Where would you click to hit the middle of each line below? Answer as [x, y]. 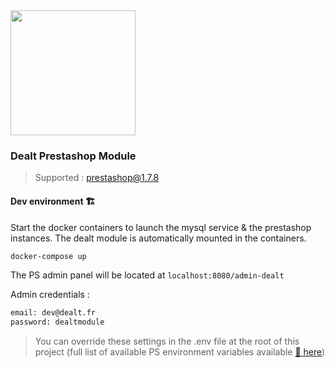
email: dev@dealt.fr [53, 313]
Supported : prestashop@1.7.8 [97, 178]
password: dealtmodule [57, 322]
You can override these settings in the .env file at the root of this [167, 341]
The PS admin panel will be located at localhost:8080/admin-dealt [147, 275]
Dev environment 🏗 [53, 201]
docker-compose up [48, 256]
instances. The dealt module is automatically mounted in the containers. [158, 238]
